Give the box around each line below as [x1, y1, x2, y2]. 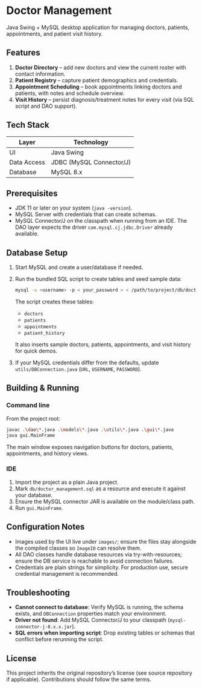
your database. [14, 491, 53, 498]
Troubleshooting [6, 588, 71, 598]
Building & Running [6, 383, 80, 394]
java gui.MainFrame [6, 432, 55, 438]
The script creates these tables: [14, 298, 95, 306]
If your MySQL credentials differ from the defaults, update [14, 359, 159, 366]
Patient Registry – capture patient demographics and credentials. [14, 76, 178, 84]
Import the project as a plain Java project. [14, 478, 119, 486]
